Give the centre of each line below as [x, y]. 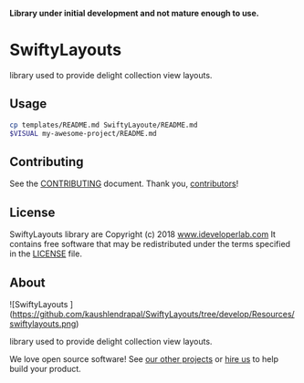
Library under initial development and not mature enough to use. [134, 13]
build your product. [46, 368]
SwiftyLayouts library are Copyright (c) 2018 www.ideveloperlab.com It [143, 234]
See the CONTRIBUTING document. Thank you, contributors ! [124, 184]
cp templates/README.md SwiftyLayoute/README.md [104, 125]
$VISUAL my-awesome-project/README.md [83, 133]
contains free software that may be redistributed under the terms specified [150, 244]
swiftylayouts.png [43, 324]
